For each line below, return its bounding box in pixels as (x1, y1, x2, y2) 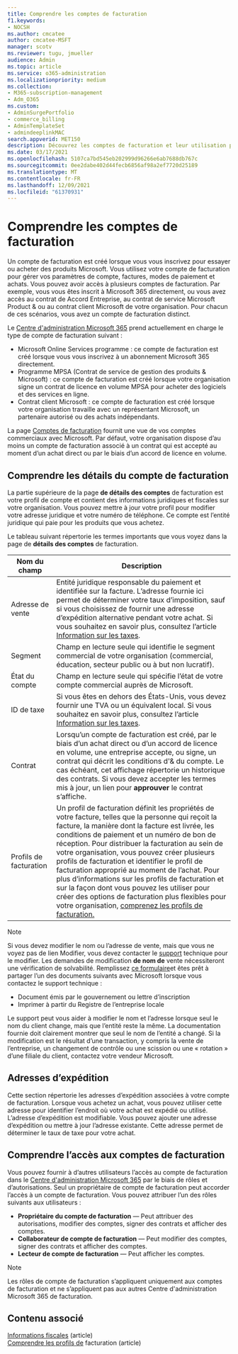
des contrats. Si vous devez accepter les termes (56, 774, 217, 784)
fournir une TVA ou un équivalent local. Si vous (56, 701, 212, 710)
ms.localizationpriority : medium (7, 76, 106, 84)
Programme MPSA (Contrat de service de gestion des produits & (17, 368, 207, 376)
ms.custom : (7, 103, 40, 110)
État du (11, 671, 35, 681)
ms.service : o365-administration (7, 69, 106, 77)
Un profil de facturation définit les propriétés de (56, 803, 215, 813)
